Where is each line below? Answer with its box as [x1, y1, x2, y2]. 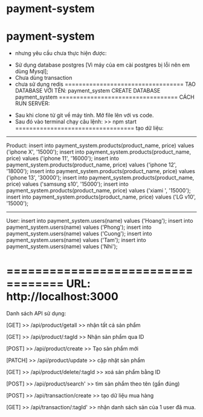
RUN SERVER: [14, 100, 50, 107]
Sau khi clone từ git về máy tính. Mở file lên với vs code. [14, 111, 154, 119]
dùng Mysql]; [14, 68, 48, 75]
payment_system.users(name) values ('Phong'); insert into [6, 223, 152, 231]
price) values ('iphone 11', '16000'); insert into [6, 155, 120, 162]
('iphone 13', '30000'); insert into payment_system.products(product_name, [6, 174, 195, 182]
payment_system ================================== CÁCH [14, 93, 195, 101]
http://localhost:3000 [6, 290, 119, 304]
